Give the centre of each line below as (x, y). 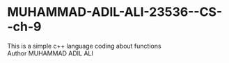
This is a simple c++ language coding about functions (84, 46)
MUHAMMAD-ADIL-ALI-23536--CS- (115, 12)
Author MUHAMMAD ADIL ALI (50, 53)
